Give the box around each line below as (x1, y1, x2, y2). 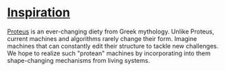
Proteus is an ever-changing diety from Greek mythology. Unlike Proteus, (7, 27, 215, 35)
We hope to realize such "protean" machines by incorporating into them (7, 49, 211, 57)
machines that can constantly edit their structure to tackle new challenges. (7, 42, 219, 50)
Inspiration (7, 5, 70, 20)
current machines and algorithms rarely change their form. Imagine (7, 34, 197, 42)
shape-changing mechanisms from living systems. (7, 56, 150, 64)
